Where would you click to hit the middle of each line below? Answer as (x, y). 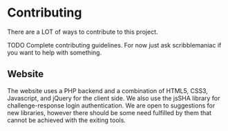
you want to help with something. (55, 52)
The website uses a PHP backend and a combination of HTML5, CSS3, (108, 90)
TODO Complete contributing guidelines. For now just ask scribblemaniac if (114, 45)
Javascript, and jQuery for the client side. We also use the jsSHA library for (114, 98)
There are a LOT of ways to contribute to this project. (83, 32)
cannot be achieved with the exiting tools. (67, 120)
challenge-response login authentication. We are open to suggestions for (111, 105)
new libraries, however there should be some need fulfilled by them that (110, 112)
